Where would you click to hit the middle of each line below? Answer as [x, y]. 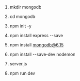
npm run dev [22, 73]
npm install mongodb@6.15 [37, 45]
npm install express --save [36, 35]
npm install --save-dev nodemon [42, 54]
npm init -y [20, 26]
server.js [18, 64]
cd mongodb [22, 16]
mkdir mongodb [25, 7]
